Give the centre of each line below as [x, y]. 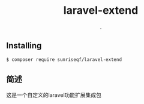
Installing [24, 46]
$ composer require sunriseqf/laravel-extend [64, 59]
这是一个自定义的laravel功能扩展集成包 [54, 95]
